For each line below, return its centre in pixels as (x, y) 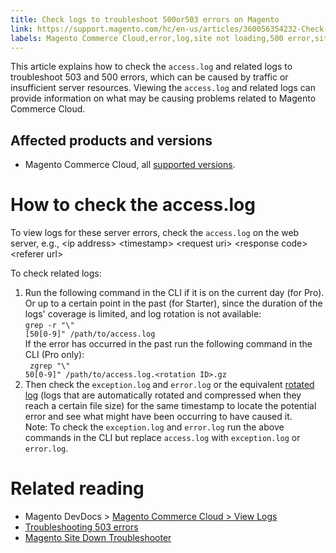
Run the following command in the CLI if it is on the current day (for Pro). (174, 293)
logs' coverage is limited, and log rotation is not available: (143, 314)
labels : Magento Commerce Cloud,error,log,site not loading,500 (147, 38)
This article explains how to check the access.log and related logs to (151, 67)
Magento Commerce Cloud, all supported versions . (130, 165)
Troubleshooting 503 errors (81, 527)
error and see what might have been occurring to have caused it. (158, 417)
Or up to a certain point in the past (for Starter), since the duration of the (173, 303)
